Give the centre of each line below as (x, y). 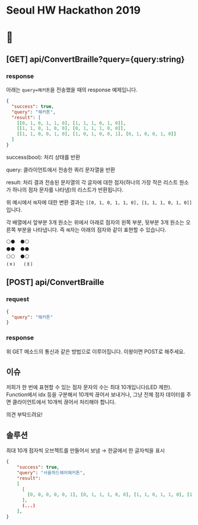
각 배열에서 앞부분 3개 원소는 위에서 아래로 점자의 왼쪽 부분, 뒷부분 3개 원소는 (95, 222)
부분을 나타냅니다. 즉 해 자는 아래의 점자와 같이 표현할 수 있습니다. (92, 229)
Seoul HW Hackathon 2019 (74, 10)
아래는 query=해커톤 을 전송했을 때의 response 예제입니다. (72, 90)
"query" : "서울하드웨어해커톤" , (51, 473)
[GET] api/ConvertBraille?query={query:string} (95, 59)
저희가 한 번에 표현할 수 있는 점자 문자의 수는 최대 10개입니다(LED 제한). (89, 387)
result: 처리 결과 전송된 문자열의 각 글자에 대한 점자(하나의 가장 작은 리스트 (92, 182)
